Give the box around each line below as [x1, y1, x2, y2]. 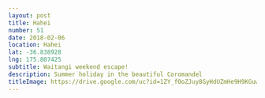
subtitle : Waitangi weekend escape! [8, 63, 129, 71]
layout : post [8, 11, 51, 20]
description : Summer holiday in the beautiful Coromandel [8, 70, 203, 78]
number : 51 [8, 26, 44, 34]
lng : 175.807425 [8, 56, 62, 64]
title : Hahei [8, 19, 51, 27]
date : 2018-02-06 [8, 33, 65, 42]
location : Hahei [8, 41, 62, 49]
